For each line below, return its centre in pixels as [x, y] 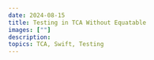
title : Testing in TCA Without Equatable [77, 23]
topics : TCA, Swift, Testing [56, 44]
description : [30, 37]
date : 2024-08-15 [37, 15]
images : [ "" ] [30, 30]
